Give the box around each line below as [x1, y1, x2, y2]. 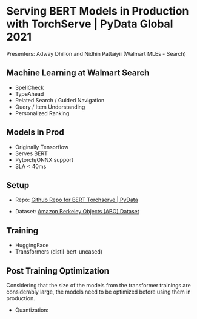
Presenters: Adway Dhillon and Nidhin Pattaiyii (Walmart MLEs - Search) [6, 50, 187, 57]
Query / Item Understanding [15, 103, 85, 110]
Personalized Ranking [15, 109, 70, 116]
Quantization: [15, 306, 49, 314]
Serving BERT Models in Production [6, 4, 189, 18]
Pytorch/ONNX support [15, 156, 74, 163]
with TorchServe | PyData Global [6, 17, 173, 31]
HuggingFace [15, 241, 49, 249]
